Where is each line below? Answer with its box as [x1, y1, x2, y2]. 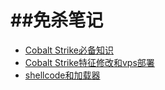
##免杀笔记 [10, 9, 104, 32]
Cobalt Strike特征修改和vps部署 [24, 56, 155, 68]
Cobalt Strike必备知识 [24, 44, 114, 56]
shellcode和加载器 [24, 69, 101, 81]
